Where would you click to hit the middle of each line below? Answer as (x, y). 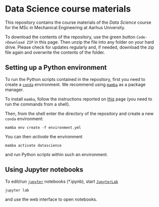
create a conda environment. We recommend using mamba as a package (75, 84)
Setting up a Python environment (56, 68)
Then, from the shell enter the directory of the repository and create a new (79, 113)
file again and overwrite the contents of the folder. (55, 52)
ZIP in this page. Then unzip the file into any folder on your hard (90, 42)
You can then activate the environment (44, 136)
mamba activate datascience (33, 145)
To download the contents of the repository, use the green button (70, 37)
